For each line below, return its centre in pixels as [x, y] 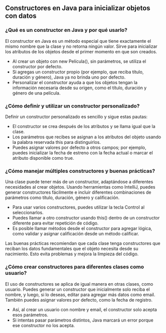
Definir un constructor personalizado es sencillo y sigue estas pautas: [76, 116]
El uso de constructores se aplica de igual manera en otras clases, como [79, 284]
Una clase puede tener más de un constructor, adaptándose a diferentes [79, 182]
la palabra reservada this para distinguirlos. [56, 142]
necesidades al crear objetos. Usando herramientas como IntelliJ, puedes [80, 187]
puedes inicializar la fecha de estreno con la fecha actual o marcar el [83, 153]
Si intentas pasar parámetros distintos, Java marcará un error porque [83, 320]
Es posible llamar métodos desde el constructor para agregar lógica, [82, 228]
